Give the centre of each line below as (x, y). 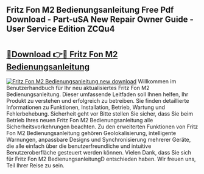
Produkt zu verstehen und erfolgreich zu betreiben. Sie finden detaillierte (98, 101)
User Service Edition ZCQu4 (61, 29)
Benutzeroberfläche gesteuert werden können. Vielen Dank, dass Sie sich (99, 152)
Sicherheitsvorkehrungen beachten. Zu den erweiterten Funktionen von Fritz (102, 127)
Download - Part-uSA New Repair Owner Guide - (100, 20)
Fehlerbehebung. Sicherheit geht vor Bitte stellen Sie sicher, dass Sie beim (100, 114)
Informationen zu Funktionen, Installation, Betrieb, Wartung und (86, 107)
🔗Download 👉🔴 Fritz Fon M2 (62, 54)
